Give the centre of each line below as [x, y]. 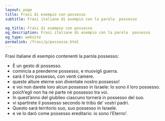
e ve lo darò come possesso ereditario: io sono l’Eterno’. [70, 113]
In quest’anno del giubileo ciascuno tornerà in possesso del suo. [78, 97]
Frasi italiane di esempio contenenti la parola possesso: [62, 56]
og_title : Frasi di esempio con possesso [49, 28]
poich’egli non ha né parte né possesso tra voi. [60, 92]
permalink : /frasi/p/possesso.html [42, 42]
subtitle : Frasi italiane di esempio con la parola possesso [71, 19]
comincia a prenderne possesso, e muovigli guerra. [65, 71]
